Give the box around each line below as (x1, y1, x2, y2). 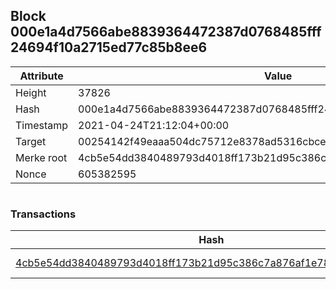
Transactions (10, 207, 77, 221)
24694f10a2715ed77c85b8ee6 (10, 39, 208, 56)
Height (15, 85, 47, 99)
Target (15, 134, 47, 148)
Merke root (15, 150, 68, 164)
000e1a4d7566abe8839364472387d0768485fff (10, 24, 322, 41)
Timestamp (15, 118, 69, 132)
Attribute (19, 69, 64, 83)
